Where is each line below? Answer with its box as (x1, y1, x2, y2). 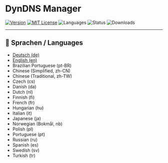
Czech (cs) (12, 78, 35, 84)
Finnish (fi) (12, 94, 35, 100)
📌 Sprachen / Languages (5, 38, 83, 47)
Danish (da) (12, 83, 36, 90)
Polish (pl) (12, 126, 33, 132)
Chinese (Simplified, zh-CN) (12, 68, 71, 74)
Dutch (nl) (12, 89, 33, 95)
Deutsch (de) (12, 52, 40, 58)
